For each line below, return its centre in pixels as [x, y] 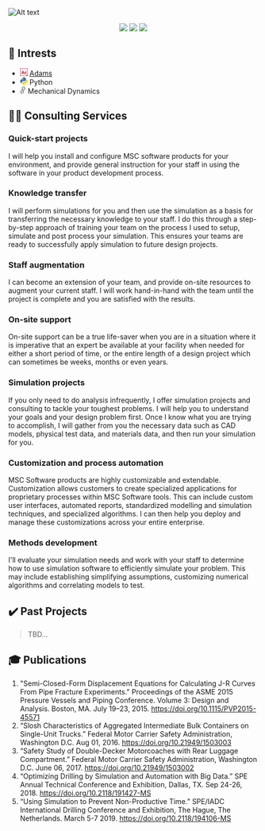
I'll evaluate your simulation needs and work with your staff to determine [126, 560]
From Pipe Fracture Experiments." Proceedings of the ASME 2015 [127, 691]
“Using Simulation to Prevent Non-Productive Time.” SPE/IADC [122, 801]
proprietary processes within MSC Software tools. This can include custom [131, 497]
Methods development [53, 542]
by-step [21, 227]
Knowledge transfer [48, 193]
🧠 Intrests [33, 54]
